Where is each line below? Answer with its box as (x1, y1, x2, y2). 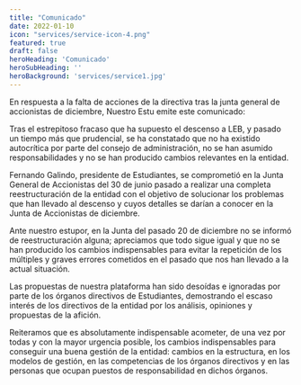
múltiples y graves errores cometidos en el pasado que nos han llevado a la (9, 254, 289, 264)
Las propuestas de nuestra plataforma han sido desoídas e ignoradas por (9, 281, 281, 291)
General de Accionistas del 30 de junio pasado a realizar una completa (9, 179, 271, 190)
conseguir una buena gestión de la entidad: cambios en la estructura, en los (9, 345, 290, 356)
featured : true (9, 38, 66, 48)
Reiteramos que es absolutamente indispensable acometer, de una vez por (9, 327, 286, 337)
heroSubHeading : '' (9, 64, 83, 73)
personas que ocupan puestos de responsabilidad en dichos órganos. (9, 365, 268, 376)
